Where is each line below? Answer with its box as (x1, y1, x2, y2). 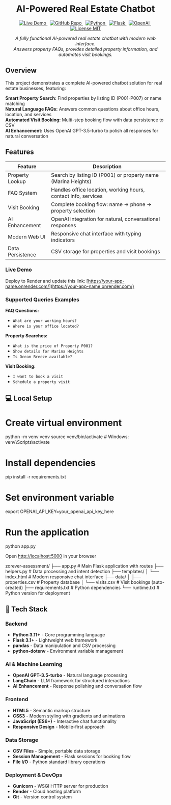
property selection (50, 207, 95, 214)
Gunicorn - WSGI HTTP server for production (12, 783, 108, 789)
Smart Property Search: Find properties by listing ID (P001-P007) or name (5, 95, 162, 101)
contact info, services (50, 192, 103, 199)
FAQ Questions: (5, 308, 39, 314)
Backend (5, 620, 28, 627)
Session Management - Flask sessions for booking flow (12, 753, 131, 759)
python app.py (5, 543, 36, 549)
